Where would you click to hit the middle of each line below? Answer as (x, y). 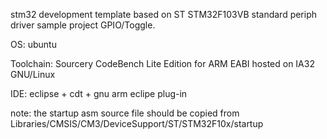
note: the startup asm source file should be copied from (125, 113)
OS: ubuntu (33, 44)
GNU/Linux (33, 74)
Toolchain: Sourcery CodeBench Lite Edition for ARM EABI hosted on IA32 (162, 63)
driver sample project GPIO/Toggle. (83, 25)
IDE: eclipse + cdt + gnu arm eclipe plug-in (99, 93)
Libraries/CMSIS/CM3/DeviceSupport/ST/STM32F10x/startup (137, 123)
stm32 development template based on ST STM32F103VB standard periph (164, 14)
